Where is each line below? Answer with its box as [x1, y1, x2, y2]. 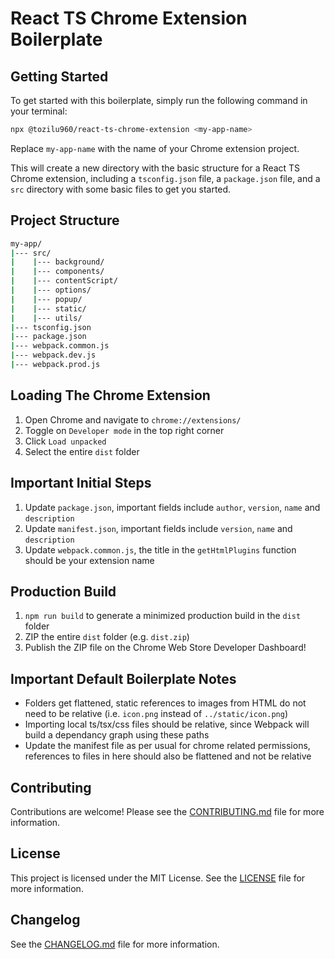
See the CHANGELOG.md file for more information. [10, 938, 220, 950]
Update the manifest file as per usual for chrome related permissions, [24, 740, 311, 752]
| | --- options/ [10, 285, 92, 296]
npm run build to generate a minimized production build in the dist [24, 610, 302, 622]
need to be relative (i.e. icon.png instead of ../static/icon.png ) [24, 708, 289, 720]
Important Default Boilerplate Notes [10, 670, 237, 687]
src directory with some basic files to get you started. [10, 183, 232, 195]
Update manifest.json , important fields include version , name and [24, 522, 293, 534]
